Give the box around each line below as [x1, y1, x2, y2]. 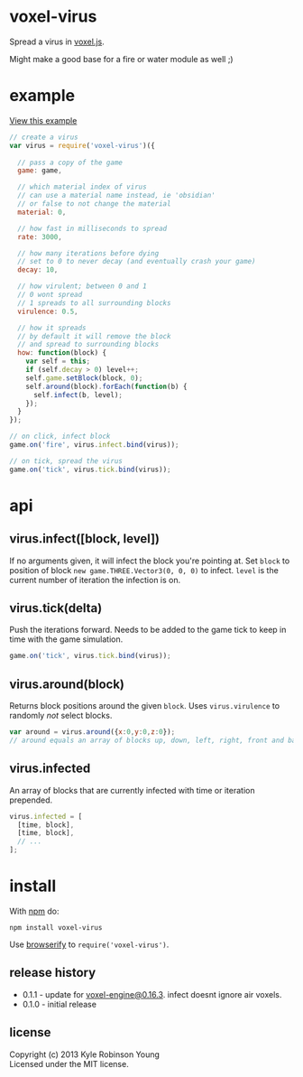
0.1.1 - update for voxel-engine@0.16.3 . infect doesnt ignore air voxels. [22, 989, 282, 999]
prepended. [9, 794, 53, 805]
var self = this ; [25, 357, 91, 367]
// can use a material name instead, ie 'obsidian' [17, 191, 216, 200]
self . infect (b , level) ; [32, 390, 124, 399]
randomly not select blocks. [9, 710, 113, 721]
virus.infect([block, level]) [9, 531, 161, 547]
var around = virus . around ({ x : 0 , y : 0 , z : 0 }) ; [9, 728, 176, 737]
